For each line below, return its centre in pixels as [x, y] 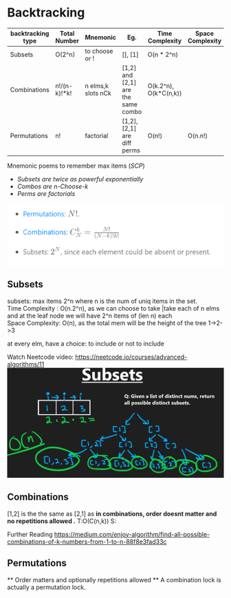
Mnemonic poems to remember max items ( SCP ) [76, 166]
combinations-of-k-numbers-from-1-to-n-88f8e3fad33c [87, 542]
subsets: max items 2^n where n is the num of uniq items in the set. [102, 301]
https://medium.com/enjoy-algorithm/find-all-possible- [132, 534]
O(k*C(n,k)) [165, 93]
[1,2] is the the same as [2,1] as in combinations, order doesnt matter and [112, 513]
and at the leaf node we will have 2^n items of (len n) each [90, 315]
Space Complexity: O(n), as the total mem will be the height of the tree [107, 323]
